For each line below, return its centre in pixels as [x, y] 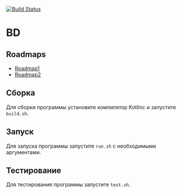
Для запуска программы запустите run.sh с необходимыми [81, 146]
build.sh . [18, 113]
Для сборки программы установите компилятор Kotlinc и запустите [91, 107]
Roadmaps [26, 54]
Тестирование [34, 171]
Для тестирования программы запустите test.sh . [68, 185]
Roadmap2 [28, 74]
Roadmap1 [27, 68]
